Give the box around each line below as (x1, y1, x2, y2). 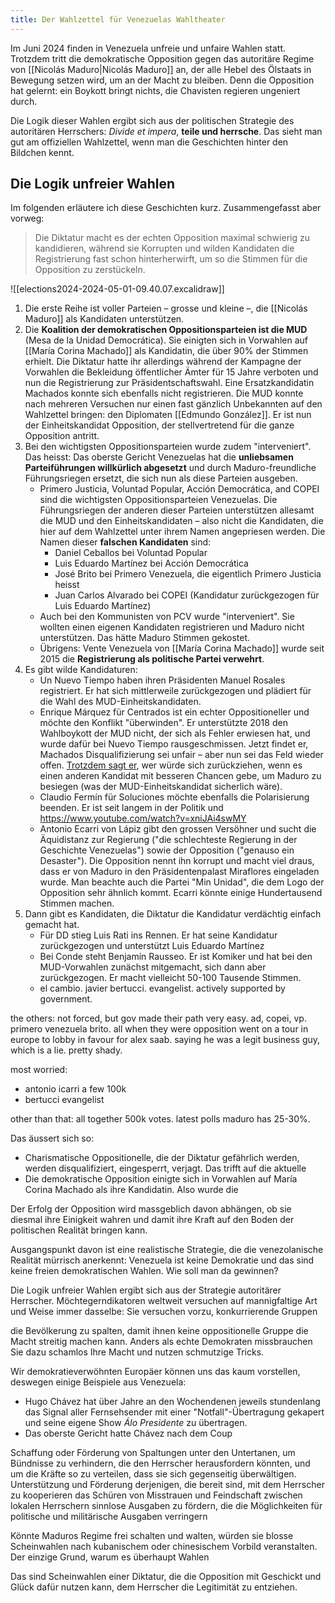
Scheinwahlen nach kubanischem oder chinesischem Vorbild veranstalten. (10, 1541, 318, 1553)
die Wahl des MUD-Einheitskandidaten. (39, 696, 202, 708)
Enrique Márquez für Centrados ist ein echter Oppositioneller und (39, 706, 310, 718)
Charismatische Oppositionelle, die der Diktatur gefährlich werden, (24, 1152, 300, 1164)
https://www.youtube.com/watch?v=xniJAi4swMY (39, 812, 247, 825)
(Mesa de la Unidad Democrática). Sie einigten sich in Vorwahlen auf (24, 334, 308, 346)
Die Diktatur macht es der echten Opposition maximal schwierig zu (34, 232, 310, 244)
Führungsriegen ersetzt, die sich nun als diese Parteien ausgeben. (24, 472, 298, 485)
